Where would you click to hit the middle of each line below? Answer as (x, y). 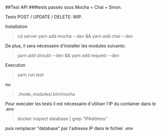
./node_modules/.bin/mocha (46, 94)
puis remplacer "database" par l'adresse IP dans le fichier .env (69, 128)
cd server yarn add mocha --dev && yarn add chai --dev (75, 36)
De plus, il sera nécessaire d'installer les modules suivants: (65, 46)
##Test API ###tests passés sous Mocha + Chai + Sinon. (64, 7)
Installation (16, 26)
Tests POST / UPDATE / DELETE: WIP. (44, 17)
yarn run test (30, 75)
